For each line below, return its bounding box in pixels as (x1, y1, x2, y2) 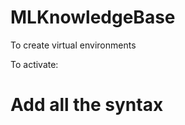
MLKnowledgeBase (10, 6, 176, 29)
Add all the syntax (10, 94, 164, 116)
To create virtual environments (10, 39, 137, 51)
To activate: (10, 58, 59, 70)
